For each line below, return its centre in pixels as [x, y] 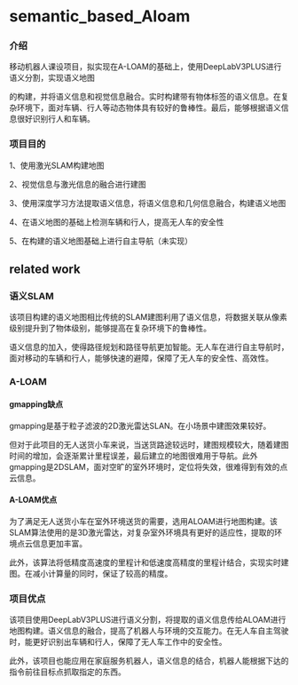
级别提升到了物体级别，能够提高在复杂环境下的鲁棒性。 [110, 328]
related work [45, 270]
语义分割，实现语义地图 [52, 78]
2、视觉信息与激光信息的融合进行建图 [78, 184]
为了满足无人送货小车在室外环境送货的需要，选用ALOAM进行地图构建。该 [143, 521]
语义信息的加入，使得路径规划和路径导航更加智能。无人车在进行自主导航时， [149, 347]
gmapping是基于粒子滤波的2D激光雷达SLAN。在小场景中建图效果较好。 [140, 426]
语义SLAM [32, 297]
